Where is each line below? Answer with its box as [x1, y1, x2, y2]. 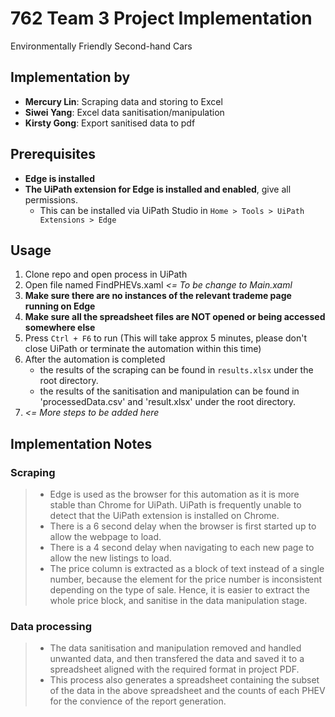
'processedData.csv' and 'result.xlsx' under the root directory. [39, 396, 297, 408]
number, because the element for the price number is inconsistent [49, 573, 323, 586]
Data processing [10, 619, 93, 633]
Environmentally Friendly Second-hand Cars [10, 40, 193, 52]
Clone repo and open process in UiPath [24, 268, 188, 281]
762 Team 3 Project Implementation [10, 7, 313, 30]
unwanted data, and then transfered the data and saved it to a [49, 653, 305, 665]
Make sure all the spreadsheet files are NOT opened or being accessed [24, 311, 326, 323]
